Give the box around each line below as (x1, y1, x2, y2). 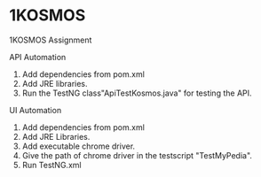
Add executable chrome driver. (21, 141, 136, 151)
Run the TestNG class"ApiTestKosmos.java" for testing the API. (21, 88, 252, 98)
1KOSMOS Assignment (9, 35, 92, 45)
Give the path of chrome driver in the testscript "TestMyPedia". (21, 150, 253, 160)
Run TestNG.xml (21, 159, 82, 170)
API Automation (9, 51, 67, 62)
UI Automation (9, 104, 62, 115)
